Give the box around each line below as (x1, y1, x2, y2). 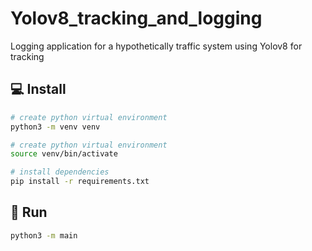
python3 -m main (10, 230, 78, 241)
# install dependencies (10, 167, 110, 177)
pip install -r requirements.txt (10, 177, 150, 187)
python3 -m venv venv (10, 122, 101, 132)
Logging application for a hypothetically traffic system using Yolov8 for (10, 40, 303, 52)
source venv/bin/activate (10, 149, 118, 159)
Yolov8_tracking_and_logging (10, 7, 263, 30)
